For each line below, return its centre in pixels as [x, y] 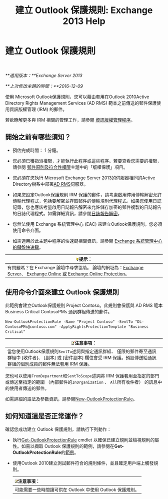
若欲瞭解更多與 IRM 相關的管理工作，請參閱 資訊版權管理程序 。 [70, 120]
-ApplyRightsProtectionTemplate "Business [104, 327]
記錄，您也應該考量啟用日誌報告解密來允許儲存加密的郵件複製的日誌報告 [87, 207]
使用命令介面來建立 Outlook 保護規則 [62, 293]
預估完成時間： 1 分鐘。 [36, 150]
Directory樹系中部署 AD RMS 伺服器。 [50, 184]
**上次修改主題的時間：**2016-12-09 [44, 86]
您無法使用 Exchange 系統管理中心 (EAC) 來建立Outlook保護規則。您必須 [87, 224]
